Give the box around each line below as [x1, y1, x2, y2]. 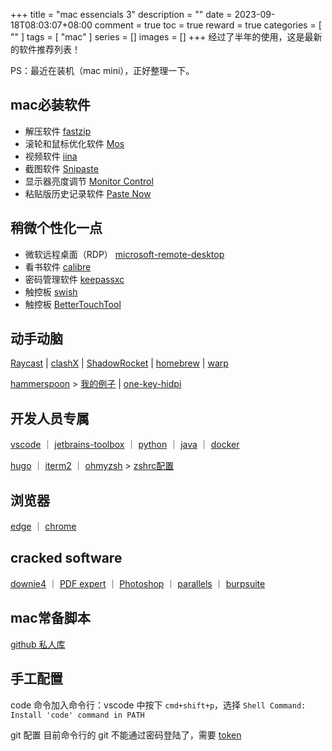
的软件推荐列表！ [10, 44, 81, 55]
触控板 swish [24, 285, 78, 298]
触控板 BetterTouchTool [24, 298, 122, 310]
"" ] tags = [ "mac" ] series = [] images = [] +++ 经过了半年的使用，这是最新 [10, 31, 323, 43]
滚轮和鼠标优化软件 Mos [24, 137, 125, 149]
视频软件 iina [24, 150, 78, 162]
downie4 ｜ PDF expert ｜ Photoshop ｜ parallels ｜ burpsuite [10, 577, 266, 589]
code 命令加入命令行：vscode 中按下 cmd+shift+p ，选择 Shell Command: [10, 699, 307, 711]
